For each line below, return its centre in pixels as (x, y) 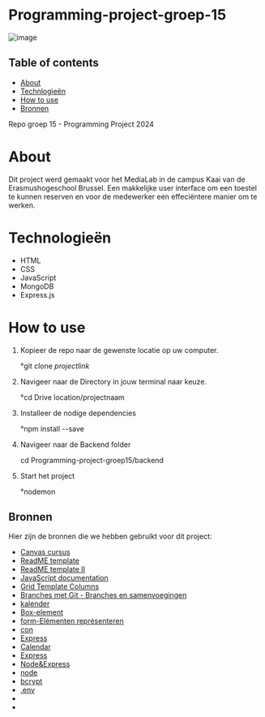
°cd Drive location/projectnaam (73, 397)
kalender (35, 604)
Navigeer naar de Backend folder (75, 444)
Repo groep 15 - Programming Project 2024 (81, 124)
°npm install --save (52, 428)
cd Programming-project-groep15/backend (92, 460)
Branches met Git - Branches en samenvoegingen (103, 595)
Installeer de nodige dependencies (78, 413)
